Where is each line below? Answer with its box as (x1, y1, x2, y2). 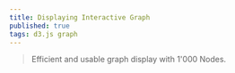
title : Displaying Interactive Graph (9, 12, 151, 22)
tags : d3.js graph (9, 29, 78, 38)
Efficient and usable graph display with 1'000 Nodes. (30, 54, 227, 65)
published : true (9, 21, 70, 30)
